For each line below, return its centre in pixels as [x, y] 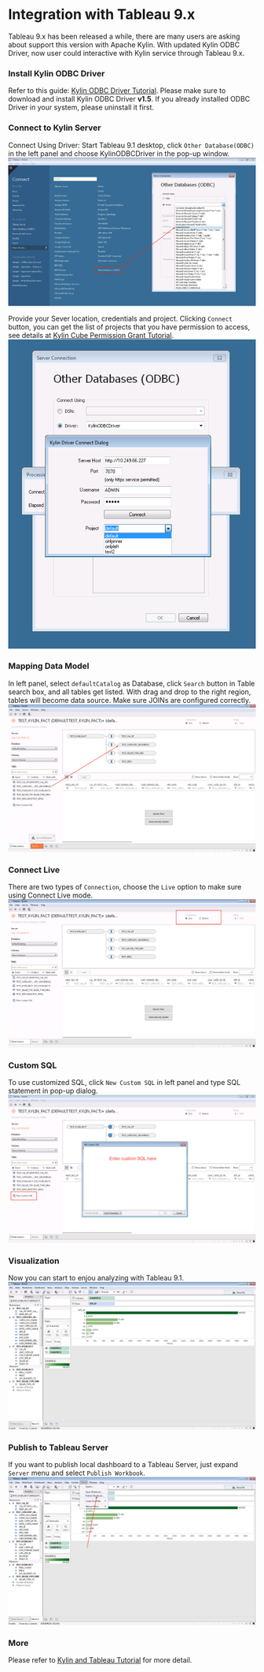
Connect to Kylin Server [55, 128]
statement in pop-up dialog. [53, 1091]
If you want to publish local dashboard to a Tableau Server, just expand [123, 1465]
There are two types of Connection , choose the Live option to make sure [125, 887]
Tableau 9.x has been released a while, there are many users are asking [124, 36]
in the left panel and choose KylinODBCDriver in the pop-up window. [119, 153]
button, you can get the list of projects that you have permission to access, [129, 327]
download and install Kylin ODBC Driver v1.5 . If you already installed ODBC [129, 99]
